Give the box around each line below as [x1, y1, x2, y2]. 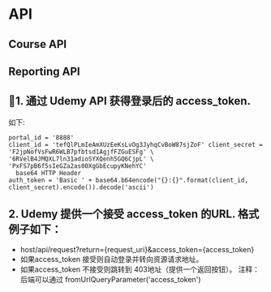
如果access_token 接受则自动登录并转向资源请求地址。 [19, 254, 204, 264]
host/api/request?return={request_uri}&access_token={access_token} [19, 244, 255, 254]
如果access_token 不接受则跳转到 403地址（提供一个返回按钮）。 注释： [19, 264, 260, 274]
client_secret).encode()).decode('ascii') [8, 183, 154, 191]
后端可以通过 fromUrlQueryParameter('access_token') [19, 274, 201, 284]
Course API [8, 37, 67, 51]
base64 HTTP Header [15, 169, 82, 177]
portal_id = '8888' [8, 133, 75, 142]
